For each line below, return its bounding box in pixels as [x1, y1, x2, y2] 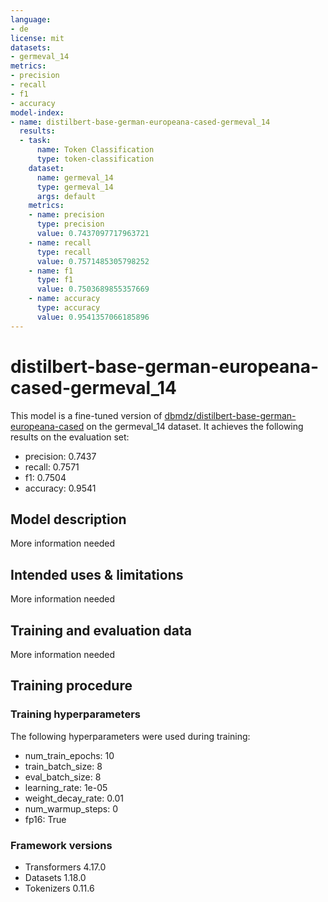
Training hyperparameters [10, 707, 141, 721]
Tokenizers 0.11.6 [24, 882, 95, 894]
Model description [10, 511, 127, 528]
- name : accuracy [28, 294, 101, 304]
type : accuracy [36, 303, 101, 313]
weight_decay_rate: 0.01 [24, 792, 124, 804]
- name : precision [28, 210, 105, 220]
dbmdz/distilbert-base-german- [164, 409, 297, 421]
